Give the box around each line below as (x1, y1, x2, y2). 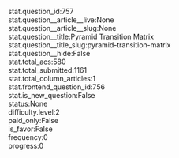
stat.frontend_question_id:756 (8, 82, 105, 92)
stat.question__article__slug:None (8, 24, 117, 32)
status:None (8, 99, 48, 108)
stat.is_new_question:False (8, 91, 95, 100)
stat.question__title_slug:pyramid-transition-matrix (8, 40, 171, 50)
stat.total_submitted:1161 (8, 66, 88, 74)
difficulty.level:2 (8, 107, 61, 117)
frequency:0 (8, 133, 49, 141)
